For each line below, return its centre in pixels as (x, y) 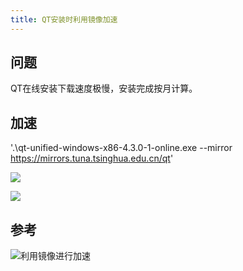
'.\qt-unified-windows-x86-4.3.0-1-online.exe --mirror (121, 148)
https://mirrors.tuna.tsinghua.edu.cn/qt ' (92, 158)
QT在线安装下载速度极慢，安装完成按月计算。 (104, 88)
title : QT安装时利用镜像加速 (64, 19)
